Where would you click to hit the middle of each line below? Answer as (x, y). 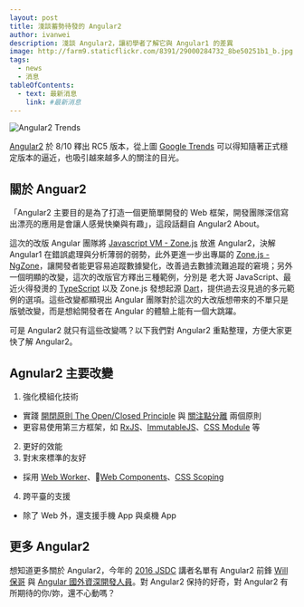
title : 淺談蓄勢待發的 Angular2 (66, 26)
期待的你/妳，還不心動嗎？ (66, 593)
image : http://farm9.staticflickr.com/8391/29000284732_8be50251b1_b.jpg (152, 52)
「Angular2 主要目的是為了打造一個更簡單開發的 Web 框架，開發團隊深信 (145, 213)
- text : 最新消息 (47, 93)
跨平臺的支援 (46, 496)
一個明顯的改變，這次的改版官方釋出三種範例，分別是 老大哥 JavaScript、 (147, 277)
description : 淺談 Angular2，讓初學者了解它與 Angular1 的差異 (121, 43)
